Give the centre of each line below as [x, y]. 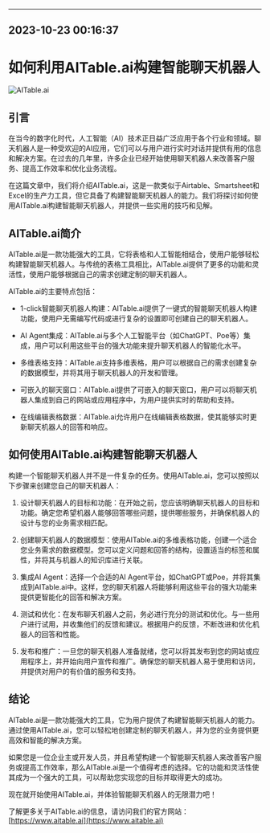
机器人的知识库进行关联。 [104, 560]
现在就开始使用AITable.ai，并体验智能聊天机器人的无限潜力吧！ [112, 794]
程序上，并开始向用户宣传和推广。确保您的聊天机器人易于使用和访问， [143, 661]
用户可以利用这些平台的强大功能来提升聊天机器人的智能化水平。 [140, 345]
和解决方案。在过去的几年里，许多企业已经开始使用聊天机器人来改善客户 [128, 158]
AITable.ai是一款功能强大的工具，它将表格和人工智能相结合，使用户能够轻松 [134, 254]
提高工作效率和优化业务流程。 [72, 169]
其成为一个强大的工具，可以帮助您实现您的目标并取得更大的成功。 [117, 777]
